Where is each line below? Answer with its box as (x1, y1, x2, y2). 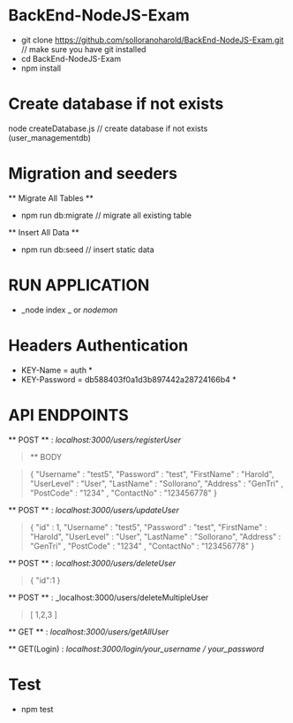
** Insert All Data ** (8, 227, 80, 237)
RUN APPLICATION (8, 275, 150, 295)
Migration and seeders (8, 164, 178, 184)
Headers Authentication (8, 335, 189, 355)
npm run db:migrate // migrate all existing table (20, 210, 192, 220)
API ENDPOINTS (8, 404, 129, 425)
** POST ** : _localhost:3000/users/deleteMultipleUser (8, 592, 209, 603)
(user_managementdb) (8, 132, 92, 142)
